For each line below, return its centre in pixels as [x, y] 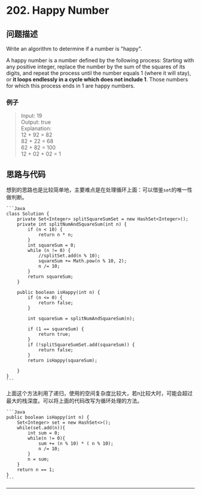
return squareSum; [51, 277]
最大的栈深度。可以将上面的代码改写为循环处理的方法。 [74, 401]
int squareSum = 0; [52, 245]
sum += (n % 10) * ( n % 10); [76, 444]
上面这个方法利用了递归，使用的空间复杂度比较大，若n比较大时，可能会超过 [100, 393]
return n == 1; [36, 470]
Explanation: [36, 129]
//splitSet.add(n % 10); [69, 256]
